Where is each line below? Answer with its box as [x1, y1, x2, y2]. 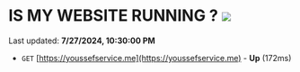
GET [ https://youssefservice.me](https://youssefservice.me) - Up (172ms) [21, 52, 292, 63]
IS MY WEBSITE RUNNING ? [8, 5, 219, 26]
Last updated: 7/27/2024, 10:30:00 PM [8, 35, 156, 46]
